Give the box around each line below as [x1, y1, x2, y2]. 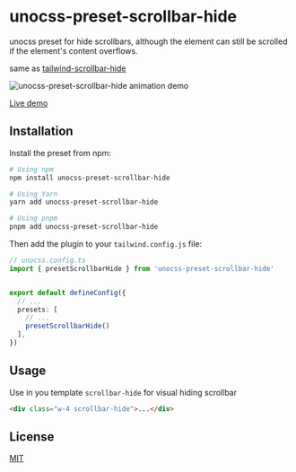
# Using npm [9, 164, 54, 174]
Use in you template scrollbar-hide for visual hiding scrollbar [9, 387, 238, 398]
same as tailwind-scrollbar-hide [9, 63, 126, 74]
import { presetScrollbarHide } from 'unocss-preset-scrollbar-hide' [9, 264, 275, 273]
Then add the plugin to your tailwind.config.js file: [9, 239, 203, 249]
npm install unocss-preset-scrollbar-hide [9, 173, 170, 182]
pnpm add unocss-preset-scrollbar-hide [9, 223, 159, 232]
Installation [9, 124, 74, 139]
